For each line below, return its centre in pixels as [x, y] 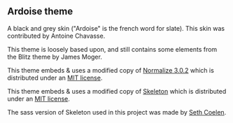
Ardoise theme [40, 12]
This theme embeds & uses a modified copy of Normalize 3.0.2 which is [111, 70]
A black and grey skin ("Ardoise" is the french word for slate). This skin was [116, 28]
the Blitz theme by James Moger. [55, 57]
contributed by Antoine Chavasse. [56, 36]
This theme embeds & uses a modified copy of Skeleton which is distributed [117, 91]
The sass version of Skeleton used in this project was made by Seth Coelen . [117, 112]
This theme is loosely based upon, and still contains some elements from [112, 49]
